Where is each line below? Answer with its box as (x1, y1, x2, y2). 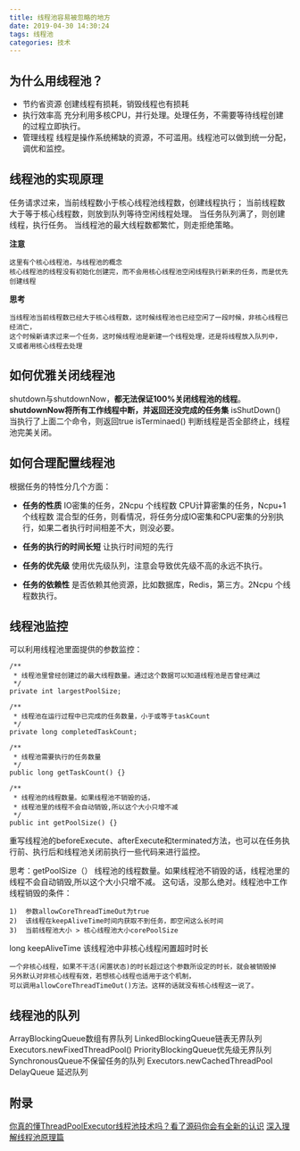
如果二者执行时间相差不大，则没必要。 (37, 522, 179, 533)
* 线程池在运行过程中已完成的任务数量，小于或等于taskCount (12, 712, 211, 721)
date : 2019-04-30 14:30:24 (9, 21, 110, 30)
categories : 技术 (9, 37, 71, 47)
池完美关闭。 (9, 426, 56, 437)
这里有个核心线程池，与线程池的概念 (9, 258, 123, 267)
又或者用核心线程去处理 (9, 341, 83, 351)
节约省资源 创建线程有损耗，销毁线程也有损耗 (21, 99, 189, 110)
